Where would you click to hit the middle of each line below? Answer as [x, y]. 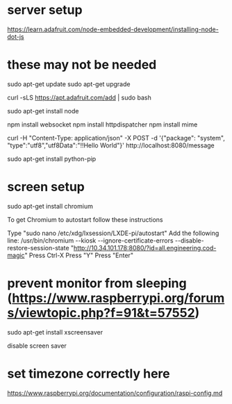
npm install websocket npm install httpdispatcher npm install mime [102, 124]
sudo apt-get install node [43, 111]
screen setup [46, 187]
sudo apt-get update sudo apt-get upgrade [69, 84]
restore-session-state [38, 248]
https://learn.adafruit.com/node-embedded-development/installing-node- [113, 29]
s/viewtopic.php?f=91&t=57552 [101, 313]
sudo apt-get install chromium [50, 206]
